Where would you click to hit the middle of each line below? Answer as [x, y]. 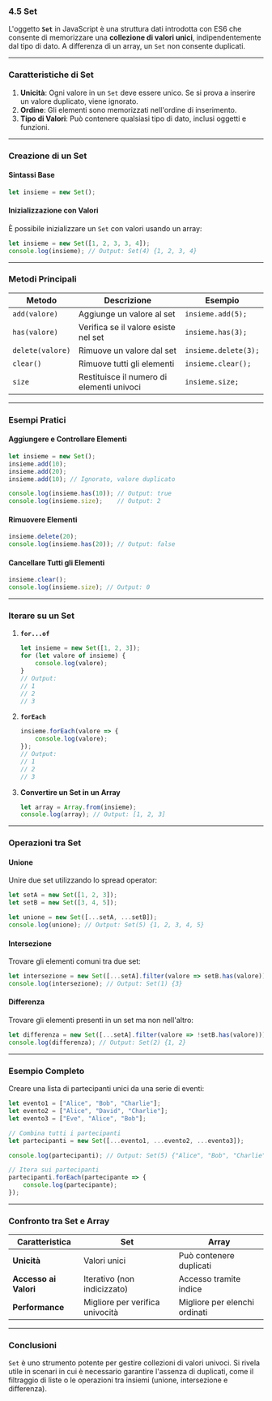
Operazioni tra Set [45, 843]
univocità [101, 1313]
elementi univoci [110, 387]
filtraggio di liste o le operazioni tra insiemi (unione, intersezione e [118, 1380]
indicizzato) [106, 1289]
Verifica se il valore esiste [127, 327]
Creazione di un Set [48, 156]
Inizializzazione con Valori [53, 211]
